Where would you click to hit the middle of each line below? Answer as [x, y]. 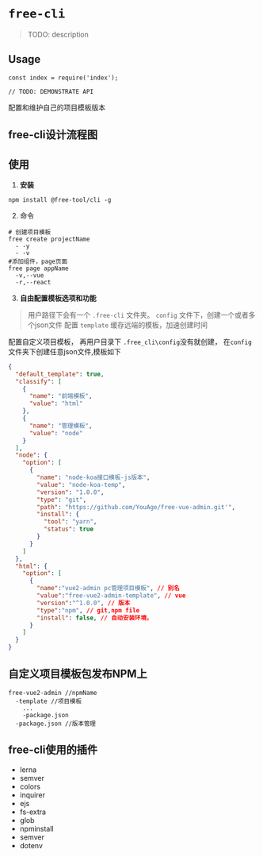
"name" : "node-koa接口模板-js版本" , [93, 478]
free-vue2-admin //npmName [53, 693]
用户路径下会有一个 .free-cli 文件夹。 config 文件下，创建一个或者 [138, 315]
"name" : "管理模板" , [61, 426]
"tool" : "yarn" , [70, 522]
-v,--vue [30, 275]
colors [30, 786]
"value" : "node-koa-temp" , [81, 484]
